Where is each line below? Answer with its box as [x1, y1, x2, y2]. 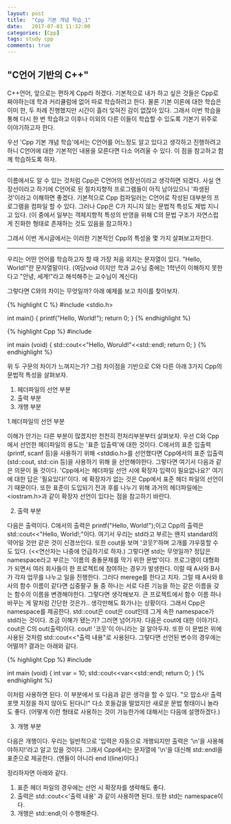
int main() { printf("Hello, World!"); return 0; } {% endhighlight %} [7, 314, 191, 322]
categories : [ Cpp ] [7, 29, 60, 36]
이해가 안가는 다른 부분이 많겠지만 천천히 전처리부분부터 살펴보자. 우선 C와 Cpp [7, 432, 220, 440]
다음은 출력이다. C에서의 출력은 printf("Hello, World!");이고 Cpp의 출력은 [7, 521, 204, 529]
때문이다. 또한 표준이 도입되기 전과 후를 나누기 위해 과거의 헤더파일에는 [14, 483, 203, 492]
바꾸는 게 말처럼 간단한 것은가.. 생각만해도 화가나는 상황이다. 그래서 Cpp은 [7, 598, 206, 606]
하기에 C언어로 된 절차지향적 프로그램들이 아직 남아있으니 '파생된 [36, 184, 210, 193]
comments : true [7, 42, 51, 49]
